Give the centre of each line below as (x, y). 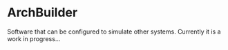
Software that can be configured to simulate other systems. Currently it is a (114, 32)
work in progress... (34, 38)
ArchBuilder (42, 13)
